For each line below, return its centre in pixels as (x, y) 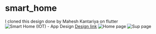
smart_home (31, 8)
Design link (86, 26)
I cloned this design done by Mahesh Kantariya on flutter (62, 21)
